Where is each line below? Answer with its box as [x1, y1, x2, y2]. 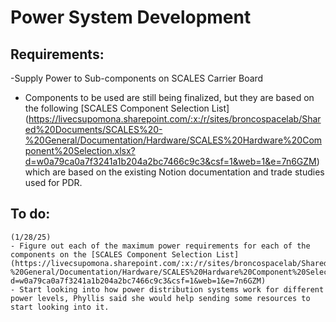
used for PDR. [24, 177, 83, 188]
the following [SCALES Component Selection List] [24, 102, 230, 114]
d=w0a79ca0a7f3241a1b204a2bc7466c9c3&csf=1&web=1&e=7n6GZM [24, 156, 317, 167]
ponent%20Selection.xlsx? [24, 145, 136, 156]
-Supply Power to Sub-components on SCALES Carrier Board [10, 72, 264, 84]
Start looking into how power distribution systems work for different [19, 284, 325, 295]
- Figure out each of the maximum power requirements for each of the [10, 241, 311, 251]
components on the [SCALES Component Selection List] [10, 249, 240, 260]
